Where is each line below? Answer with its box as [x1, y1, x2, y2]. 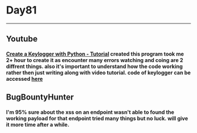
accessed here [6, 75, 43, 82]
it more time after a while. [6, 121, 70, 128]
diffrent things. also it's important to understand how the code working [6, 63, 183, 70]
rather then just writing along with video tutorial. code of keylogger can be [6, 69, 191, 76]
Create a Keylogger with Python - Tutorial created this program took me [6, 50, 184, 57]
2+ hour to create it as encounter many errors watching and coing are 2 [6, 56, 184, 63]
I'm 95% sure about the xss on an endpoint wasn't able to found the [6, 108, 175, 115]
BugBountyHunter [6, 92, 74, 103]
